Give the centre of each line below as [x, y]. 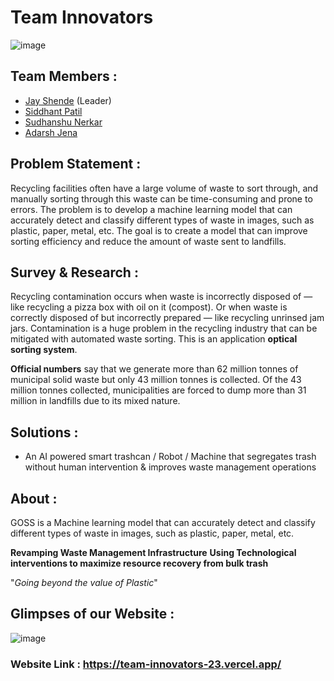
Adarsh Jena [51, 132]
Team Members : [64, 76]
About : [34, 498]
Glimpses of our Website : [92, 614]
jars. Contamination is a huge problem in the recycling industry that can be [164, 328]
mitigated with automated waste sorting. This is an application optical [154, 339]
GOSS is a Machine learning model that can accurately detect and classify [163, 522]
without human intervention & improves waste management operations [170, 467]
